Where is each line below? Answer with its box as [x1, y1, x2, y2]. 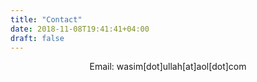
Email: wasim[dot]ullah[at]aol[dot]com [89, 61, 247, 73]
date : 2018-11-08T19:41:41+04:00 [10, 24, 150, 34]
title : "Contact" [10, 14, 83, 25]
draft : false [10, 33, 65, 43]
